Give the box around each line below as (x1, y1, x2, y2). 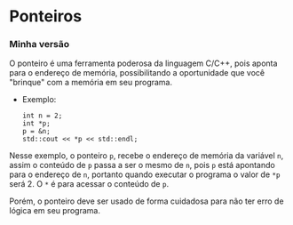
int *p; (21, 119, 51, 128)
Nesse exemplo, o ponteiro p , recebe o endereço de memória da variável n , (9, 150, 284, 161)
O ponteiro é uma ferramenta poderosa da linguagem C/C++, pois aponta (9, 58, 278, 68)
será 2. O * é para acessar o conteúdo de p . (9, 179, 170, 189)
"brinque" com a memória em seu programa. (9, 77, 173, 88)
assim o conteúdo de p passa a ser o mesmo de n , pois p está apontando (9, 160, 275, 171)
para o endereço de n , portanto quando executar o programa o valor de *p (9, 169, 281, 180)
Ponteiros (9, 6, 83, 27)
